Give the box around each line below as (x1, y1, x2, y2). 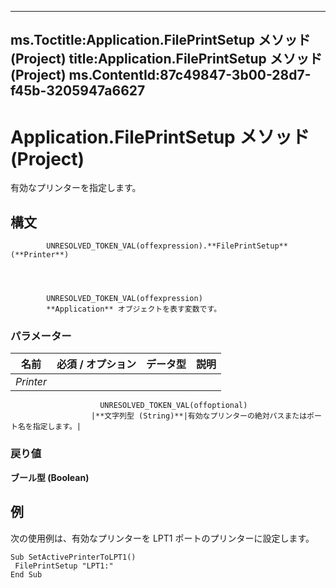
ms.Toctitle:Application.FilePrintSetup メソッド (10, 32, 311, 49)
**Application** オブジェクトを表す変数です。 (46, 304, 222, 315)
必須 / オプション (56, 357, 137, 371)
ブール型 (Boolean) (10, 471, 90, 483)
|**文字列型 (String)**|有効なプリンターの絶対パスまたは (90, 411, 308, 421)
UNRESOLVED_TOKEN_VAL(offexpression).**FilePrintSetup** (46, 241, 288, 251)
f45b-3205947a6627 (10, 82, 146, 100)
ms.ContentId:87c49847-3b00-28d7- (68, 67, 312, 84)
